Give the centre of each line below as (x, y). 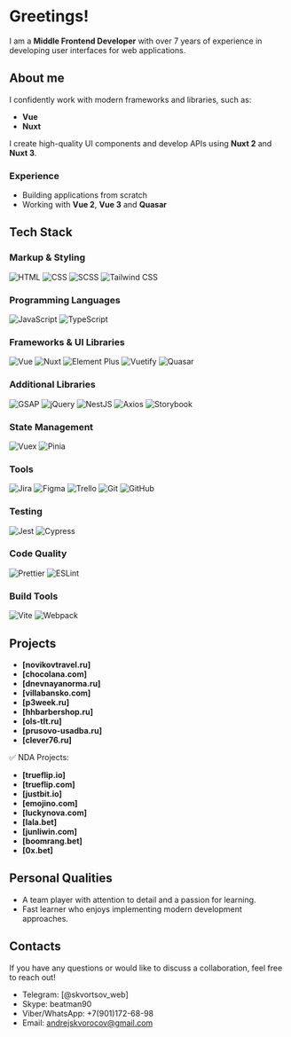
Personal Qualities (61, 879)
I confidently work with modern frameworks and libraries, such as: (130, 99)
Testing (26, 512)
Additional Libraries (52, 385)
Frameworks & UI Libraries (67, 342)
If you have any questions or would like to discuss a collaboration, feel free (146, 968)
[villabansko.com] (56, 693)
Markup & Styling (47, 257)
